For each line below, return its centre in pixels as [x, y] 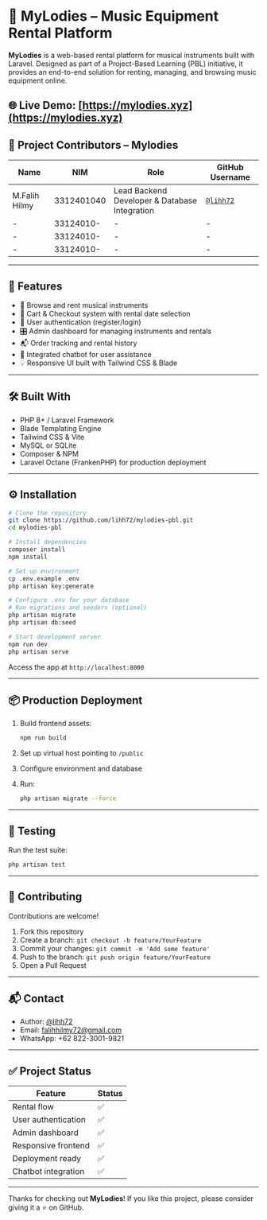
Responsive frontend [51, 1146]
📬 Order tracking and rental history [78, 343]
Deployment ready [47, 1159]
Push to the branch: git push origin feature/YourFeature [115, 957]
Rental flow [33, 1107]
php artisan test [37, 864]
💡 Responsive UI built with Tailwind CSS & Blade [99, 363]
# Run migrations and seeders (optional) [78, 608]
